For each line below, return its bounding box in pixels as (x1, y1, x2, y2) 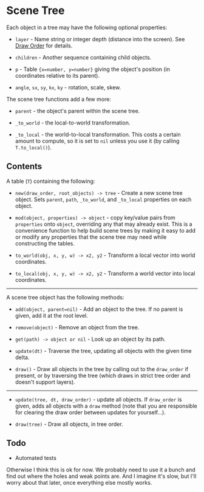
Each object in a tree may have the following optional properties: (6, 24, 168, 31)
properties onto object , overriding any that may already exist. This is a (15, 220, 192, 228)
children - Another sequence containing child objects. (15, 53, 152, 61)
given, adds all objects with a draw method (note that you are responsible (15, 402, 197, 409)
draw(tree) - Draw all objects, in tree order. (15, 420, 123, 428)
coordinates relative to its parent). (15, 72, 100, 79)
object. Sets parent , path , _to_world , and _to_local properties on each (15, 196, 192, 203)
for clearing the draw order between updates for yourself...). (15, 408, 166, 416)
